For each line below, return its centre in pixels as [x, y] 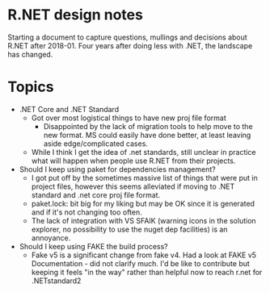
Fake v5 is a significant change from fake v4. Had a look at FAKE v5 [143, 255]
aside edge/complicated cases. [96, 144]
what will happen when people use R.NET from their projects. [133, 161]
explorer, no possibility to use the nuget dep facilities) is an [129, 229]
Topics [31, 87]
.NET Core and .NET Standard [69, 109]
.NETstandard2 [56, 281]
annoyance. [51, 238]
